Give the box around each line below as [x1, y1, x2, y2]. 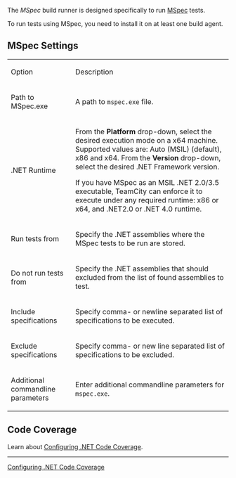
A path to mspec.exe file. [74, 96, 154, 106]
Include [11, 306, 36, 316]
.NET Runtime [11, 165, 56, 175]
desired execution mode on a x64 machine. [74, 135, 218, 145]
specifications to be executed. [74, 316, 175, 325]
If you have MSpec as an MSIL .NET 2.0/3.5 [74, 177, 220, 187]
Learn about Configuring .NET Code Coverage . [7, 442, 143, 451]
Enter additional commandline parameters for [74, 380, 225, 389]
